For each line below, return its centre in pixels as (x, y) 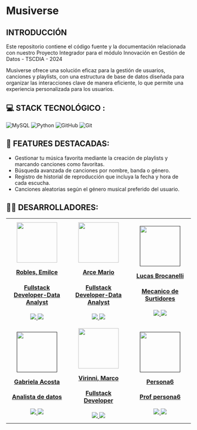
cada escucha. (33, 182)
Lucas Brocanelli (160, 276)
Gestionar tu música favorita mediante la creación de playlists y (91, 158)
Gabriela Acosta (37, 381)
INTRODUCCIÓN (37, 33)
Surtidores (160, 299)
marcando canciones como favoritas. (60, 164)
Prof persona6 (160, 397)
